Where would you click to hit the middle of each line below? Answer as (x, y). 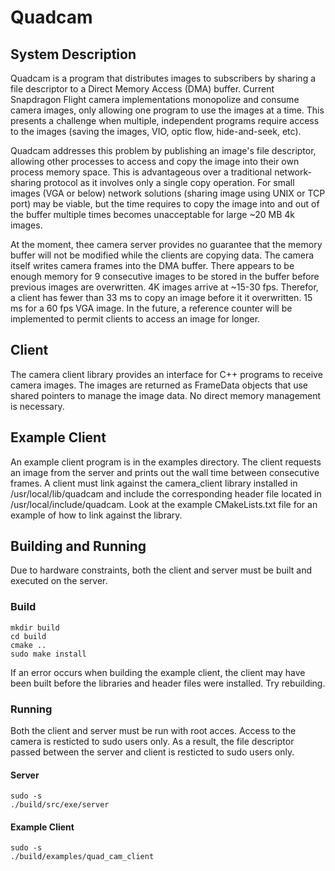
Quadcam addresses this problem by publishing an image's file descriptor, (163, 150)
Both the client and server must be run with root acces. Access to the (153, 731)
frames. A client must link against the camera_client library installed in (154, 483)
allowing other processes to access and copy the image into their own (155, 161)
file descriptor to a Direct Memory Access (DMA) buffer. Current (142, 89)
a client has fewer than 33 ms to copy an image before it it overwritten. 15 (161, 297)
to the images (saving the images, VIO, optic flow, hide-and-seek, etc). (156, 131)
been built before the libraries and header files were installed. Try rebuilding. (168, 683)
